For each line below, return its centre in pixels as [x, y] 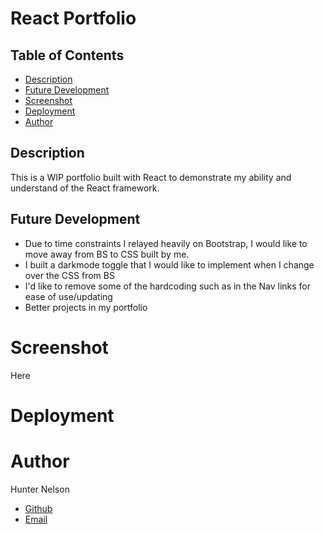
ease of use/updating [68, 296]
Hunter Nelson [40, 489]
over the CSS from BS [69, 275]
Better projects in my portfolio [86, 307]
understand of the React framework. [85, 188]
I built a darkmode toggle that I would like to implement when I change [169, 264]
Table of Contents [67, 55]
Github [38, 508]
